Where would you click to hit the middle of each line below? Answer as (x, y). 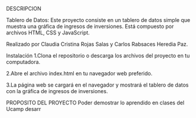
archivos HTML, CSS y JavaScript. (48, 33)
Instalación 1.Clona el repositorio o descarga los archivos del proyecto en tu (98, 55)
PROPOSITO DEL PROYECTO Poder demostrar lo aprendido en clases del (95, 103)
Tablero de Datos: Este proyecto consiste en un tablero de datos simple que (98, 20)
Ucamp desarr (24, 109)
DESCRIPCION (24, 9)
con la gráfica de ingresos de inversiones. (57, 91)
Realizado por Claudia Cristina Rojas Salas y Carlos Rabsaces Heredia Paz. (97, 44)
